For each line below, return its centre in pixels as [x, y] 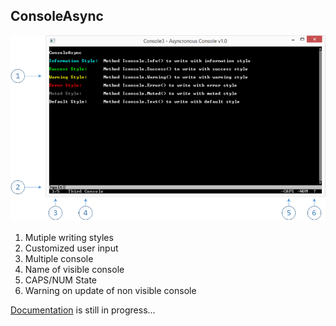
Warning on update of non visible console [110, 291]
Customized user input [71, 248]
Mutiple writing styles [69, 238]
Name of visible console [74, 270]
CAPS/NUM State [61, 280]
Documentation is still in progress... [83, 310]
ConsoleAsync [57, 16]
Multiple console [59, 259]
